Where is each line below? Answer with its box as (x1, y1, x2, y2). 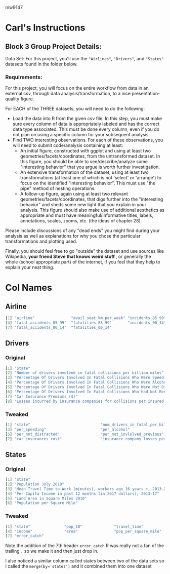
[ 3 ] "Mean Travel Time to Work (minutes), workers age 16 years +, (5, 486, 151, 491)
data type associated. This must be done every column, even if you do (12, 126, 160, 132)
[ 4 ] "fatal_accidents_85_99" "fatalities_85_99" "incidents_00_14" (5, 320, 166, 326)
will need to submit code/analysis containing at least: (12, 142, 123, 148)
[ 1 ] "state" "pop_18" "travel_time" (5, 524, 144, 529)
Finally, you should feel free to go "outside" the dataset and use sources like (5, 248, 164, 254)
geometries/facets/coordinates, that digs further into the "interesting (20, 196, 163, 202)
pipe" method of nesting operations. (20, 185, 96, 192)
